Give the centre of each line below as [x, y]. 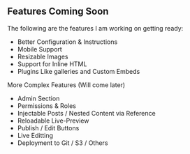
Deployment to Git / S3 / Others [63, 143]
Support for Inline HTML [52, 64]
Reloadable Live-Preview [53, 121]
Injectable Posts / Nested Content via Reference [86, 113]
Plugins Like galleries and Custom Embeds [79, 71]
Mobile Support [40, 49]
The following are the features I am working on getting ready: [95, 28]
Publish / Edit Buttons [48, 128]
